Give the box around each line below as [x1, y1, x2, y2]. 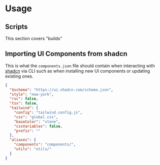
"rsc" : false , [9, 96, 38, 101]
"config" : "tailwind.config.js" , [14, 110, 83, 115]
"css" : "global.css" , [14, 114, 58, 119]
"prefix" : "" [14, 128, 41, 133]
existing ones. [5, 73, 33, 79]
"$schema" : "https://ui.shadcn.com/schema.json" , [9, 87, 113, 92]
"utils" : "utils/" [14, 147, 52, 152]
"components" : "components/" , [14, 142, 76, 147]
